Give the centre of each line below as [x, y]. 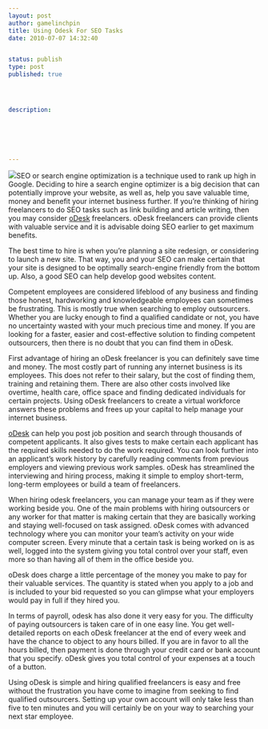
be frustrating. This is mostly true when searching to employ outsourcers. [129, 308]
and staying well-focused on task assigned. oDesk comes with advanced [129, 525]
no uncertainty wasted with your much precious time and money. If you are [132, 326]
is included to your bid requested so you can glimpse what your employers [131, 591]
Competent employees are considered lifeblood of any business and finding [133, 291]
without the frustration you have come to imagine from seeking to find [124, 691]
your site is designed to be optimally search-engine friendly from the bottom [134, 267]
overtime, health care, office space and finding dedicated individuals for [127, 392]
